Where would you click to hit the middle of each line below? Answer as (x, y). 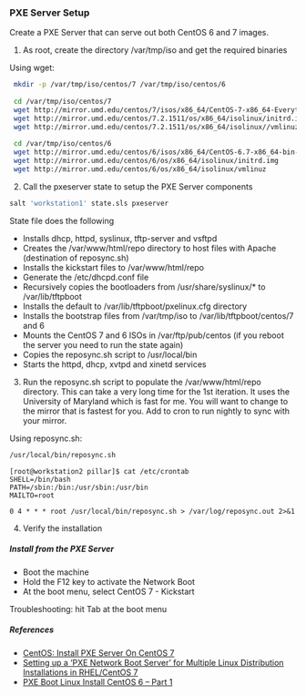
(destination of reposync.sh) (76, 258)
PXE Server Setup (50, 13)
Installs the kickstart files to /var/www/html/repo (113, 267)
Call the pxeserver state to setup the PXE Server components (138, 186)
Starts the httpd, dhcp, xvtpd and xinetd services (114, 364)
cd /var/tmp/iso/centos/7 (62, 102)
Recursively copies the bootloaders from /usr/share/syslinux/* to (144, 287)
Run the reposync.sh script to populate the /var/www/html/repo (142, 382)
